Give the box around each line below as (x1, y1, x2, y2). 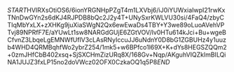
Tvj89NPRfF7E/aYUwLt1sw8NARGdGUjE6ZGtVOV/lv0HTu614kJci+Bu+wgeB (7, 28, 226, 36)
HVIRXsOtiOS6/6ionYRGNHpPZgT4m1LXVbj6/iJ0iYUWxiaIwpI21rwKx (27, 6, 226, 14)
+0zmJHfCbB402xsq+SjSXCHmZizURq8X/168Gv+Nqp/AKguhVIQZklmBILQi (7, 50, 226, 59)
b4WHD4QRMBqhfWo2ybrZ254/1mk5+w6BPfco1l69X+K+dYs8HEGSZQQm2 (7, 43, 228, 51)
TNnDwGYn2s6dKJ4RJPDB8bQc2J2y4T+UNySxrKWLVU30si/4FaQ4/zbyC (7, 13, 225, 22)
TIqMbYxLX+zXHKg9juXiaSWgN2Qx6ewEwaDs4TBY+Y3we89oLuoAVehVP (7, 21, 225, 29)
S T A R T (7, 6, 27, 14)
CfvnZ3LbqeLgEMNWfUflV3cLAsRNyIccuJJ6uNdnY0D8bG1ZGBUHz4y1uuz (7, 36, 226, 44)
